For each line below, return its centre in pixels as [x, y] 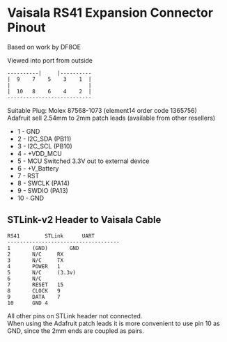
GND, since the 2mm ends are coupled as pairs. [76, 331]
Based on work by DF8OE [44, 47]
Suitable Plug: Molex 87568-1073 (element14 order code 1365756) [102, 110]
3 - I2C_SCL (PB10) [45, 146]
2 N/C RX [36, 254]
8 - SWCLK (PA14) [44, 183]
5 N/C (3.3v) [42, 272]
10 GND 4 [28, 303]
